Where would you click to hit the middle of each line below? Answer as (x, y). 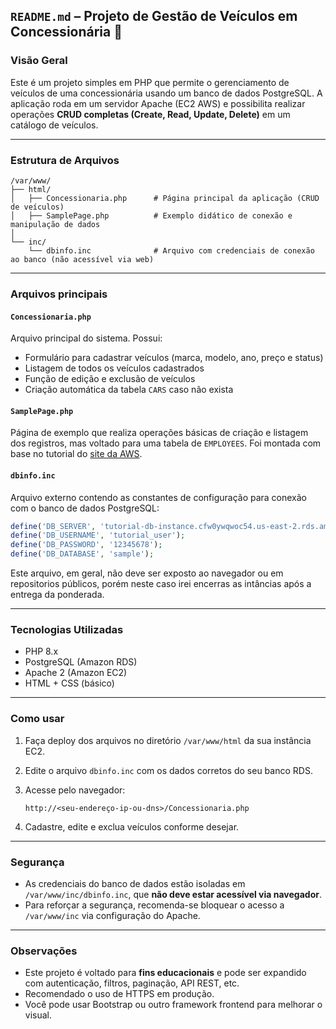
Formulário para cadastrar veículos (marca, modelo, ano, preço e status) (174, 358)
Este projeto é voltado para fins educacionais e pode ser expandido (165, 973)
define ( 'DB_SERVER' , (53, 526)
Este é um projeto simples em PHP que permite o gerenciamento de (150, 82)
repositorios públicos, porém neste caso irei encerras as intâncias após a (161, 584)
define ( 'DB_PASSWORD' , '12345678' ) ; (86, 545)
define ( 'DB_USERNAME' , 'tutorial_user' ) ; (98, 535)
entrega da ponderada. (57, 595)
